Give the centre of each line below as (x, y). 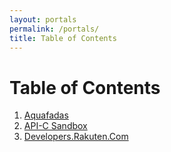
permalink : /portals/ (54, 29)
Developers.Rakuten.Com (76, 137)
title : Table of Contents (63, 38)
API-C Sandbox (55, 126)
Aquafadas (46, 115)
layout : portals (43, 19)
